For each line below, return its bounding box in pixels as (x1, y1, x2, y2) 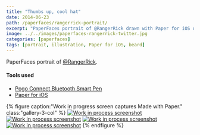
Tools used (6, 72, 35, 79)
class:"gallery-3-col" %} (6, 109, 66, 117)
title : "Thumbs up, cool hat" (6, 8, 82, 15)
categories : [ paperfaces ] (6, 36, 70, 42)
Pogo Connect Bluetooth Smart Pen (14, 85, 102, 92)
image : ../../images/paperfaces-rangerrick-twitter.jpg (6, 31, 148, 37)
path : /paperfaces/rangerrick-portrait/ (6, 20, 108, 26)
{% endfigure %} (82, 122, 124, 129)
